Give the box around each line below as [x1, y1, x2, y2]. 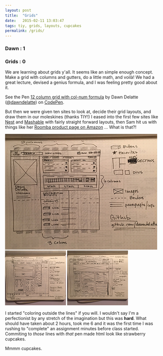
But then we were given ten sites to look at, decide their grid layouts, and [5, 109, 151, 114]
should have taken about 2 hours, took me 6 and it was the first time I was [5, 320, 153, 326]
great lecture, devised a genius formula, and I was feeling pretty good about [5, 79, 158, 85]
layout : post [5, 8, 32, 13]
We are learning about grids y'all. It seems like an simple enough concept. [5, 69, 153, 75]
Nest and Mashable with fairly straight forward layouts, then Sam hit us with [5, 119, 157, 125]
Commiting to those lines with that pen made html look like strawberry [5, 331, 146, 337]
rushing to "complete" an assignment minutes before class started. [5, 326, 140, 332]
